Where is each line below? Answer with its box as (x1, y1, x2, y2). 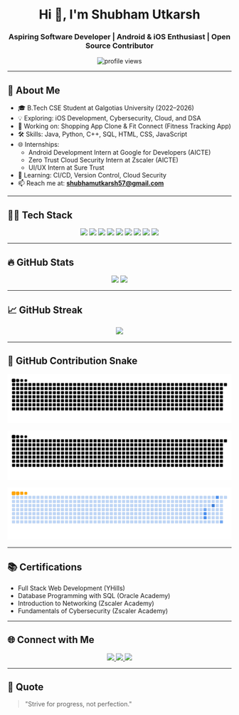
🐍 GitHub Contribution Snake (7, 355, 138, 367)
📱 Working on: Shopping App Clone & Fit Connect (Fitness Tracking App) (17, 122, 231, 130)
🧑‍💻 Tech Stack (7, 209, 73, 221)
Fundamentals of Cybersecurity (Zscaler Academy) (17, 606, 169, 615)
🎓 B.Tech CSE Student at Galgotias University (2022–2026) (17, 103, 194, 113)
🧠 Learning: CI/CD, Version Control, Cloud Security (17, 171, 167, 180)
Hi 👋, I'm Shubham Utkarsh (38, 6, 201, 23)
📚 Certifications (7, 561, 83, 573)
